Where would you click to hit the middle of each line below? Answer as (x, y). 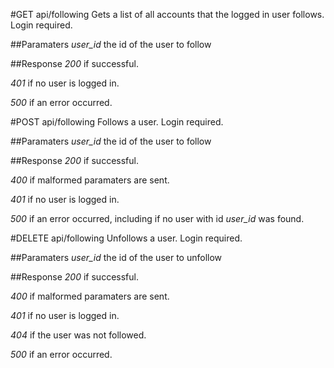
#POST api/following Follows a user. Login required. (117, 122)
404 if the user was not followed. (78, 335)
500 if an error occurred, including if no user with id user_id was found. (157, 218)
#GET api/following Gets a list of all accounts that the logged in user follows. (167, 14)
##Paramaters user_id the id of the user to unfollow (116, 257)
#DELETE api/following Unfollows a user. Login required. (126, 238)
